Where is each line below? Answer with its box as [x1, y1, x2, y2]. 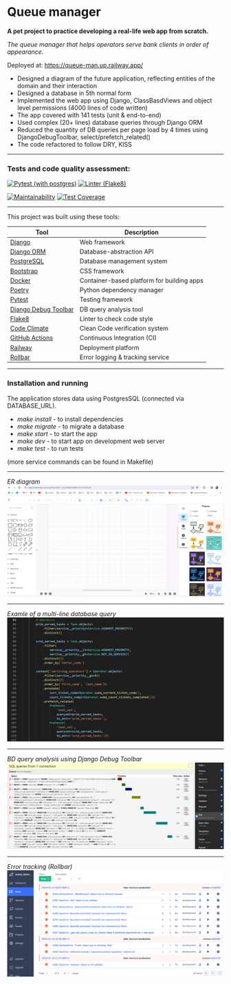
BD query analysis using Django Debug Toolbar [7, 755, 142, 763]
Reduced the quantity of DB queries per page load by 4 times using [16, 125, 208, 134]
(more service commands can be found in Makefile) [7, 458, 154, 466]
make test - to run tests [16, 444, 84, 452]
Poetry [10, 286, 30, 294]
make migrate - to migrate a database [16, 422, 125, 431]
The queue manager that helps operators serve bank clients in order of [7, 40, 209, 48]
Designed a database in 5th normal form [16, 89, 132, 97]
